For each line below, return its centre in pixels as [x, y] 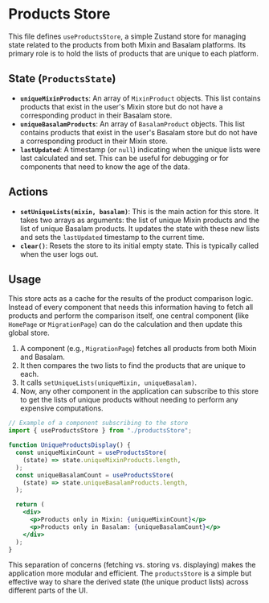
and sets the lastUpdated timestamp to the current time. [112, 237]
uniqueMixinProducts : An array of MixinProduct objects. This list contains [140, 98]
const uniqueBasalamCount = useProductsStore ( [95, 475]
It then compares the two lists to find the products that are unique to [133, 366]
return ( [30, 505]
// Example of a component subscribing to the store [98, 423]
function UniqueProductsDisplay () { [69, 445]
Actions [28, 192]
